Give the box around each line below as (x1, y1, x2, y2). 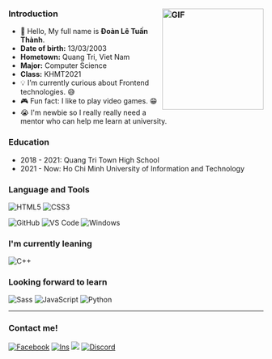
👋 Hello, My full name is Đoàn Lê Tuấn (19, 27, 148, 36)
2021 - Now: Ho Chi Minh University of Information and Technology (19, 163, 245, 173)
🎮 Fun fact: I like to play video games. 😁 (19, 96, 158, 106)
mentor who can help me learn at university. (19, 116, 168, 126)
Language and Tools (8, 184, 91, 195)
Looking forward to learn (8, 277, 108, 288)
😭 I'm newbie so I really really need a (19, 108, 147, 117)
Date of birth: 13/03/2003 (19, 44, 108, 53)
